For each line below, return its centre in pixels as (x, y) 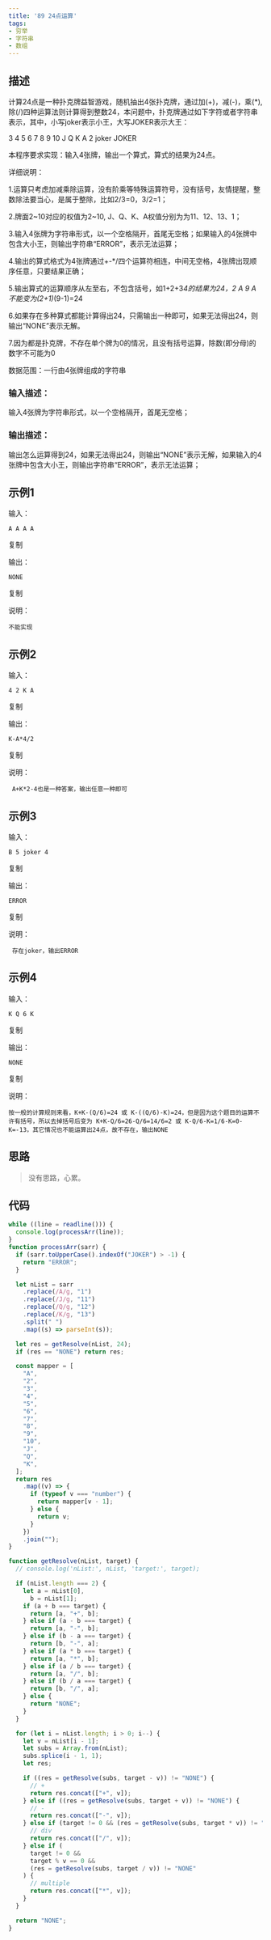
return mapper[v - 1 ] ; (75, 1502)
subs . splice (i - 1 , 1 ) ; (63, 1756)
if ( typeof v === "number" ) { (80, 1494)
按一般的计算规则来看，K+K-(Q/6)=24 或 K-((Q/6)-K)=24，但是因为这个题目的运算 (131, 1112)
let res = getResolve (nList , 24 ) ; (73, 1344)
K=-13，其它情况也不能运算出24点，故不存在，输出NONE (88, 1129)
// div (41, 1831)
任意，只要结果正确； (50, 271)
